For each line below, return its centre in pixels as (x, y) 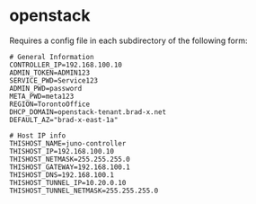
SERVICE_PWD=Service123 (54, 80)
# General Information (52, 57)
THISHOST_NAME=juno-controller (68, 143)
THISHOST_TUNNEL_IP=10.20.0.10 (68, 182)
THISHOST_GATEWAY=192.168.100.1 (70, 167)
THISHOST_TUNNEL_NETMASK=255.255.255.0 (84, 191)
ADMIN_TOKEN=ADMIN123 (50, 73)
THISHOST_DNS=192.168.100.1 (62, 175)
